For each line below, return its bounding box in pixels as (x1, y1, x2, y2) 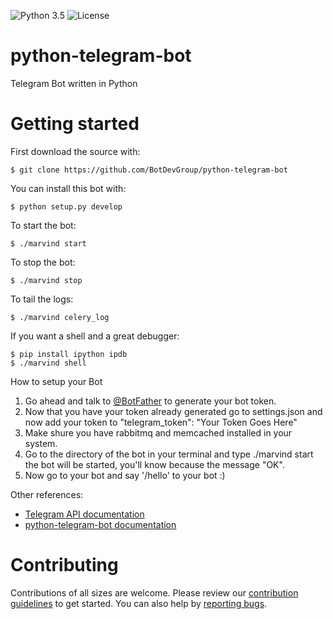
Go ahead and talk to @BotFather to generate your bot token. (24, 395, 277, 407)
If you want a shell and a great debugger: (10, 330, 180, 342)
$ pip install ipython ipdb (10, 349, 128, 359)
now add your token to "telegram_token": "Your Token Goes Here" (24, 416, 298, 428)
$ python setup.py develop (10, 201, 123, 212)
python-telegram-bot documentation (24, 518, 177, 530)
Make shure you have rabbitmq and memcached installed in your (24, 426, 293, 439)
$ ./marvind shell (10, 358, 87, 368)
